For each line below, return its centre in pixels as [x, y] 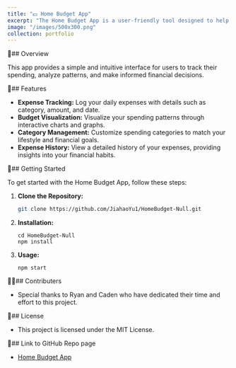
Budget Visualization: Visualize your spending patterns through [111, 117]
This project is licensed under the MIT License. [86, 330]
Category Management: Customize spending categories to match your [122, 132]
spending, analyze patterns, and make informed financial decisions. [106, 75]
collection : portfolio [41, 34]
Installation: [36, 223]
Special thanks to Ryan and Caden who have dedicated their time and [119, 295]
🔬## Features [27, 88]
